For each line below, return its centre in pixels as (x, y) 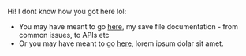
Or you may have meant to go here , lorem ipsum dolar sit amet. (121, 43)
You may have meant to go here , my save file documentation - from (128, 26)
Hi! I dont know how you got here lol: (67, 11)
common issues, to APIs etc (64, 35)
